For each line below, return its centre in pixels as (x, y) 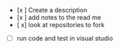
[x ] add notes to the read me (59, 17)
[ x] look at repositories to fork (60, 25)
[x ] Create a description (52, 10)
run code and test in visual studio (65, 38)
